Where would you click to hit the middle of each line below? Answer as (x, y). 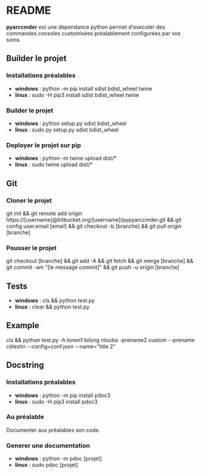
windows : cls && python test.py (55, 301)
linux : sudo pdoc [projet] (46, 465)
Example (23, 325)
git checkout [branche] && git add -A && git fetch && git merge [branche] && (100, 261)
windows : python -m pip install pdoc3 (63, 395)
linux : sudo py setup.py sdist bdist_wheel (67, 130)
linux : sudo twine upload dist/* (54, 164)
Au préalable (25, 417)
